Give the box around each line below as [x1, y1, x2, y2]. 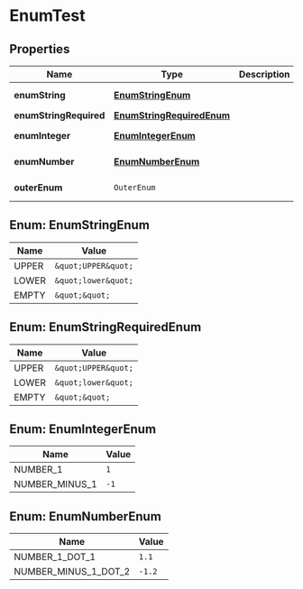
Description [238, 69, 290, 80]
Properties [9, 41, 70, 57]
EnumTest [9, 5, 86, 26]
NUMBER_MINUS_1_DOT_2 [14, 566, 131, 578]
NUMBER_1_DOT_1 [14, 551, 96, 564]
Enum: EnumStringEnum [9, 217, 151, 233]
